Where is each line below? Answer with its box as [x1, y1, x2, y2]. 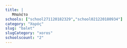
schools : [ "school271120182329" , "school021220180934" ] [5, 16, 123, 21]
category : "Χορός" [5, 21, 44, 26]
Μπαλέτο [12, 12, 28, 17]
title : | [5, 7, 24, 12]
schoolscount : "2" [5, 35, 44, 40]
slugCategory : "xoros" [5, 30, 53, 35]
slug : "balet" [5, 26, 35, 31]
